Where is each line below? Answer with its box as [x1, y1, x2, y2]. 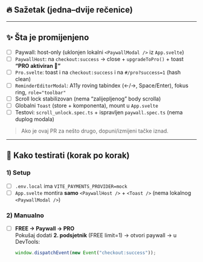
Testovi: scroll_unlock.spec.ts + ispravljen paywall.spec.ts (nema [14, 109, 183, 116]
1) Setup [6, 169, 31, 177]
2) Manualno [6, 211, 44, 220]
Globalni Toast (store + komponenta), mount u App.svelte [14, 102, 158, 109]
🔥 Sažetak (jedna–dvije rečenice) [6, 5, 133, 15]
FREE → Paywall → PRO [14, 225, 75, 232]
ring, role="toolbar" [14, 88, 66, 96]
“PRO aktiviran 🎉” [14, 62, 61, 69]
